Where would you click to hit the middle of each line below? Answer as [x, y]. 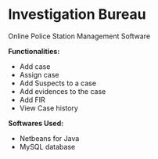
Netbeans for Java [49, 138]
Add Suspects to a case [57, 83]
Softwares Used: [36, 123]
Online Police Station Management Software [79, 36]
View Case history [48, 108]
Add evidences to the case [63, 91]
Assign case [39, 74]
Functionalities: [34, 51]
